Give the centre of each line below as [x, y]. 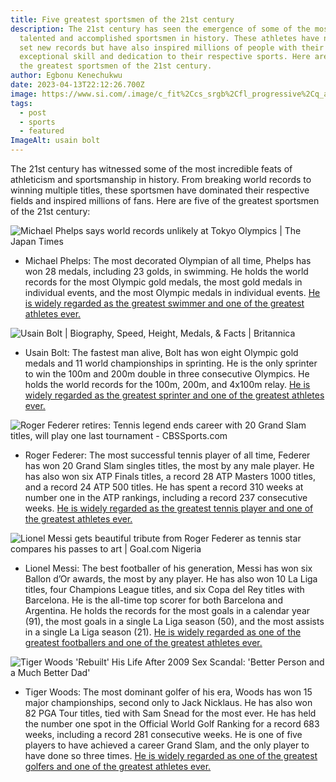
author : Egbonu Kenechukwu [66, 76]
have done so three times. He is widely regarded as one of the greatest [171, 755]
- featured [42, 131]
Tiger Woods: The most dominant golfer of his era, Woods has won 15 [168, 692]
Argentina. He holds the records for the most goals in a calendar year [167, 610]
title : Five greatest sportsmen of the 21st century [122, 19]
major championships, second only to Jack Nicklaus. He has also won [168, 702]
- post [33, 112]
